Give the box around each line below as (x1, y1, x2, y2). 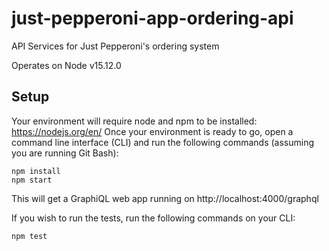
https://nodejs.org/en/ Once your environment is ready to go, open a (11, 125, 294, 137)
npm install (11, 166, 61, 176)
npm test (11, 231, 48, 241)
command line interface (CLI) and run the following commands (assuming (11, 136, 315, 148)
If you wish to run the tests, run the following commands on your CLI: (11, 212, 296, 224)
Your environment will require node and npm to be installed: (11, 115, 258, 127)
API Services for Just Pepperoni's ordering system (11, 40, 220, 52)
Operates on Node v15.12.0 (11, 59, 122, 71)
